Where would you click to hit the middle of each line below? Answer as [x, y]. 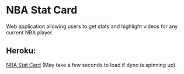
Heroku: [21, 51]
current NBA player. [30, 32]
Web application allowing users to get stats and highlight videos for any [92, 26]
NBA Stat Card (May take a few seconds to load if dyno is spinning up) [91, 65]
